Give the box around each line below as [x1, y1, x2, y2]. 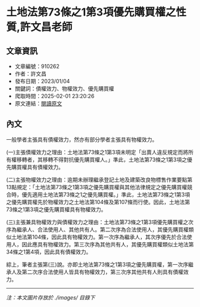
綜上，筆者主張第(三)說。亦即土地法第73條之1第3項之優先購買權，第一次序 [6, 261, 189, 268]
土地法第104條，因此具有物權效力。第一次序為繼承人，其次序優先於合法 [11, 233, 187, 240]
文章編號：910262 [14, 63, 60, 70]
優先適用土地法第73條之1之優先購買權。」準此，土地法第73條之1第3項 [21, 191, 190, 198]
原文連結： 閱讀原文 [14, 100, 62, 107]
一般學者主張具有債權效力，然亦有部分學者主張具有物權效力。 [6, 136, 158, 143]
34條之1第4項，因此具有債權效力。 [6, 248, 92, 255]
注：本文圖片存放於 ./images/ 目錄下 [6, 294, 95, 301]
